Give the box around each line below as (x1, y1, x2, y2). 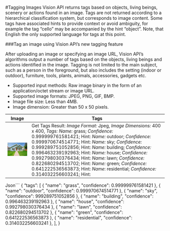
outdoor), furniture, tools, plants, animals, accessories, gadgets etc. (5, 73, 147, 78)
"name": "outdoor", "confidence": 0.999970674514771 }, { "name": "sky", (5, 188, 158, 194)
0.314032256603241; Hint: (31, 171, 91, 177)
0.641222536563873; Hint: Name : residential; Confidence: (31, 166, 156, 172)
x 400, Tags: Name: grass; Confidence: (31, 128, 113, 134)
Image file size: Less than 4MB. (12, 98, 78, 105)
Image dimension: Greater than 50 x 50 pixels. (12, 104, 109, 110)
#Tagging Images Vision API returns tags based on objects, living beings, (5, 5, 158, 10)
